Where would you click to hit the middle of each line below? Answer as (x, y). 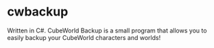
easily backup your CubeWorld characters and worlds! (84, 37)
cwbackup (38, 12)
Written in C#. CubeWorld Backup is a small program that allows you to (107, 30)
